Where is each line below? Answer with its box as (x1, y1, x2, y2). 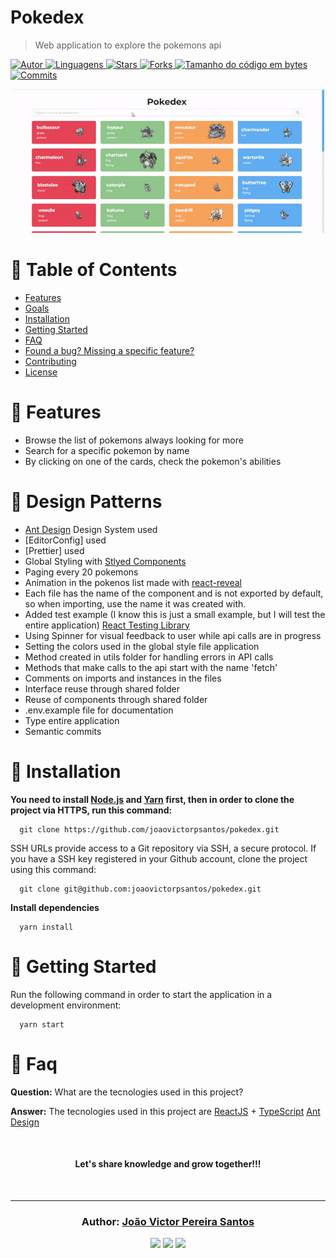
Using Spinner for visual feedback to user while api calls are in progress (24, 629, 322, 641)
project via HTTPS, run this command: (10, 804, 173, 816)
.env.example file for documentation (24, 704, 174, 716)
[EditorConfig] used (24, 534, 107, 546)
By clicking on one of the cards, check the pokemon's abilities (24, 455, 282, 467)
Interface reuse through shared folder (24, 682, 180, 695)
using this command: (10, 863, 97, 875)
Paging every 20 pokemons (24, 566, 139, 578)
